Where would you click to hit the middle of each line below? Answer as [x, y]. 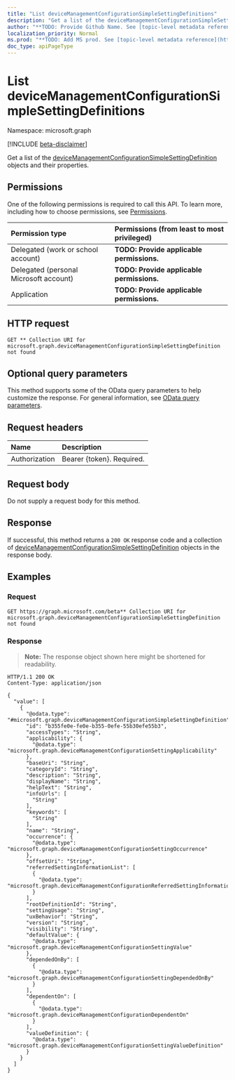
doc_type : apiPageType [40, 46]
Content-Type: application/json [54, 683]
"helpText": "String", [59, 787]
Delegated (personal [44, 270]
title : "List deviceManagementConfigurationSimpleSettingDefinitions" [112, 14]
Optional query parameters [67, 373]
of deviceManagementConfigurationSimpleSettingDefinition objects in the [114, 547]
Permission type [39, 233]
